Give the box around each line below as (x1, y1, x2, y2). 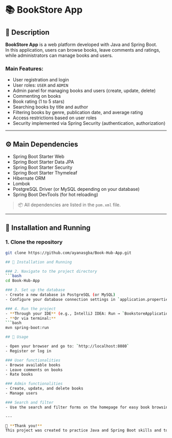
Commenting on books (12, 93, 61, 99)
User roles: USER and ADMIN (12, 82, 69, 89)
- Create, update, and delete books (5, 386, 83, 391)
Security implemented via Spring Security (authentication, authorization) (12, 120, 165, 126)
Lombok (12, 181, 31, 187)
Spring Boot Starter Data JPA (12, 159, 74, 165)
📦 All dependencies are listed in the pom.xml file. (17, 202, 121, 208)
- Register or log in (5, 348, 52, 354)
